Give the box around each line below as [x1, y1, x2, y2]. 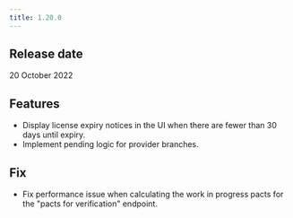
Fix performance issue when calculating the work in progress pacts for [22, 189, 284, 200]
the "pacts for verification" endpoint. [22, 198, 159, 209]
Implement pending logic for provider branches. [22, 139, 199, 150]
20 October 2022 [9, 70, 73, 81]
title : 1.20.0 [9, 13, 63, 22]
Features [9, 96, 60, 111]
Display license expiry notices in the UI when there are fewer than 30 [22, 120, 278, 131]
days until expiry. [22, 129, 86, 140]
